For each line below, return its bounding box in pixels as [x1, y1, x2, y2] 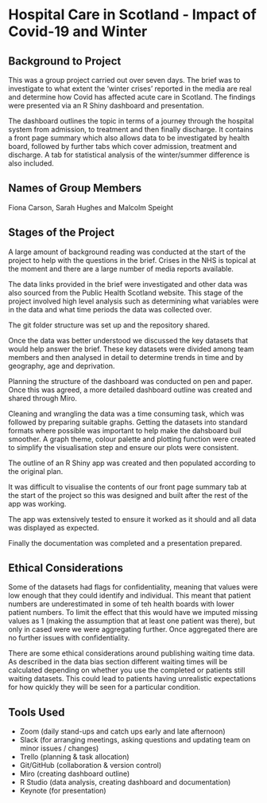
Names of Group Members [8, 182, 142, 195]
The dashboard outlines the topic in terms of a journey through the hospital [8, 116, 254, 125]
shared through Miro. [8, 393, 78, 403]
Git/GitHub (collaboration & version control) [19, 761, 162, 770]
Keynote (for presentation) [19, 786, 106, 796]
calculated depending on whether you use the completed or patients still [8, 665, 246, 675]
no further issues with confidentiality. [8, 633, 130, 643]
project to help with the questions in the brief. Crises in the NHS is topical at [8, 255, 257, 264]
